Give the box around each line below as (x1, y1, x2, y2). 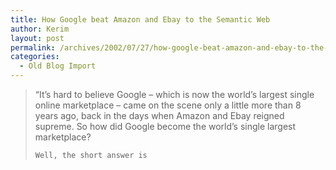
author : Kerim (10, 24, 70, 34)
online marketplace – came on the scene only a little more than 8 (34, 99, 302, 111)
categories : (10, 52, 60, 62)
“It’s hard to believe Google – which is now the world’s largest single (34, 89, 315, 100)
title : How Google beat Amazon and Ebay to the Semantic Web (10, 14, 271, 25)
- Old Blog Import (19, 61, 97, 71)
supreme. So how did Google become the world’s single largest (34, 121, 297, 132)
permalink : (10, 42, 56, 53)
